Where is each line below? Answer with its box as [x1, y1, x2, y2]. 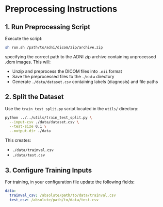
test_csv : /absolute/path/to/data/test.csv [9, 197, 98, 202]
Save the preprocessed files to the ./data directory [12, 73, 114, 79]
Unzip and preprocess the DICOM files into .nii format [12, 68, 122, 74]
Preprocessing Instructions [5, 3, 117, 15]
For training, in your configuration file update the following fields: [5, 179, 135, 185]
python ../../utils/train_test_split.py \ [5, 115, 92, 120]
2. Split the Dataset [5, 93, 64, 101]
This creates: [5, 138, 32, 143]
